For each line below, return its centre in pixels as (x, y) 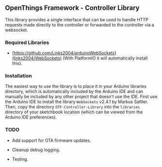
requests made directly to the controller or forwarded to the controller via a (80, 25)
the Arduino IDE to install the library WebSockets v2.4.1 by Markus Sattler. (77, 102)
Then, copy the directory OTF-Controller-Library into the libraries (73, 107)
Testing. (20, 159)
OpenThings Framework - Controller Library (72, 8)
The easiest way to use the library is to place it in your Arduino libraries (76, 86)
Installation (19, 76)
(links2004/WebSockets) (37, 58)
